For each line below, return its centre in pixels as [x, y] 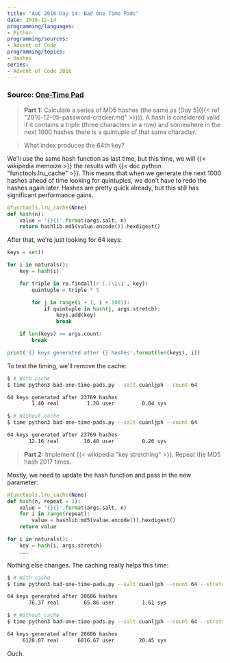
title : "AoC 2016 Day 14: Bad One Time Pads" [73, 13]
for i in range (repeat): [55, 514]
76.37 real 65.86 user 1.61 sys [98, 603]
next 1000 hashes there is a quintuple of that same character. [110, 132]
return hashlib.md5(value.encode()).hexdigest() [90, 227]
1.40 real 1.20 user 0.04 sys [99, 404]
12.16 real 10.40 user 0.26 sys [98, 441]
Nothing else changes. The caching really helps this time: [88, 565]
